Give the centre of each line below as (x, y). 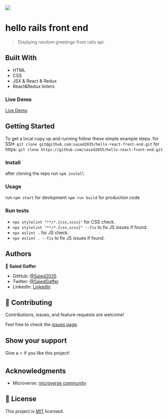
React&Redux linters (34, 86)
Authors (18, 254)
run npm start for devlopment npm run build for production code (73, 198)
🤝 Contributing (29, 302)
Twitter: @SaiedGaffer (36, 281)
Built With (21, 58)
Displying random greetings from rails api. (61, 42)
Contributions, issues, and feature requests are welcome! (65, 315)
